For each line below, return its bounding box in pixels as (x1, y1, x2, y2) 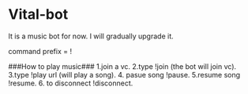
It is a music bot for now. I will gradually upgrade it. (8, 31, 174, 41)
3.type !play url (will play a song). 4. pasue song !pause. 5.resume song (8, 70, 241, 79)
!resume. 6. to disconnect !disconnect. (8, 78, 133, 88)
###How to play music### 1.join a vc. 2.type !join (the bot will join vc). (8, 61, 237, 71)
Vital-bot (8, 5, 69, 23)
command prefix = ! (8, 46, 73, 56)
